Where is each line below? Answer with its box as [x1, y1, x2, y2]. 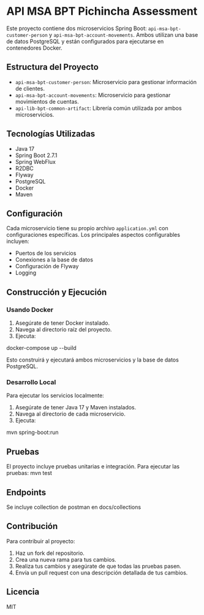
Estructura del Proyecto [6, 62, 99, 72]
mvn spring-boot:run [6, 428, 59, 436]
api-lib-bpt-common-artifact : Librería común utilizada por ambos [15, 104, 182, 112]
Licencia [6, 587, 40, 597]
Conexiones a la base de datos [15, 256, 94, 263]
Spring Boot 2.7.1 [15, 152, 58, 159]
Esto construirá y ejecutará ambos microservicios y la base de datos [6, 356, 179, 363]
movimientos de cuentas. [15, 98, 80, 105]
